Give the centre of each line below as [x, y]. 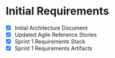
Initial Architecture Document [51, 28]
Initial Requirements [57, 11]
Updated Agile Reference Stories [56, 35]
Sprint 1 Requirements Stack [50, 42]
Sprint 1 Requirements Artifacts [53, 48]
